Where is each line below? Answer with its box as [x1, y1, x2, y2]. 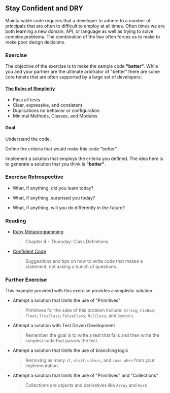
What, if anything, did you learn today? [12, 185, 94, 191]
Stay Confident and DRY [5, 4, 84, 13]
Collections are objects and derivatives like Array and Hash [25, 382, 147, 388]
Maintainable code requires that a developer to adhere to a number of [5, 17, 151, 23]
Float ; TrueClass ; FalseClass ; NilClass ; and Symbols [25, 312, 134, 319]
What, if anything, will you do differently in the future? [12, 205, 125, 211]
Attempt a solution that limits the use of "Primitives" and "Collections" [12, 372, 158, 379]
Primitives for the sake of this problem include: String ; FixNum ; [25, 307, 155, 313]
